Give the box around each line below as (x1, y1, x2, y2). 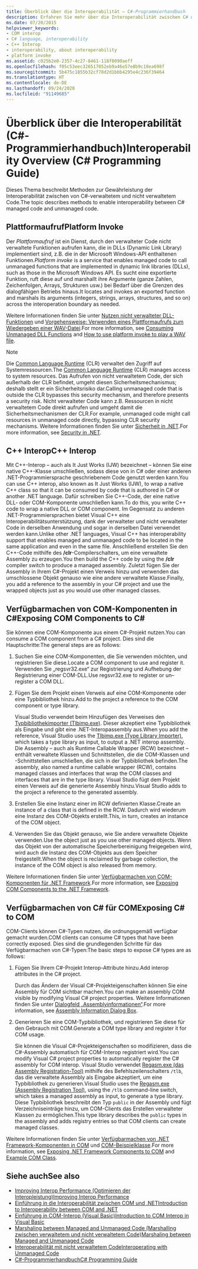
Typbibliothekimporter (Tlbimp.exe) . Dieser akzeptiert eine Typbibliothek (14, 719, 191, 727)
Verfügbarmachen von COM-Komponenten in (6, 604, 178, 614)
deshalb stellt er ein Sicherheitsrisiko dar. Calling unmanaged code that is (6, 385, 183, 392)
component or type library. (14, 702, 80, 709)
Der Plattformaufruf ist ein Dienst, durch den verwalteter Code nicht (6, 237, 171, 245)
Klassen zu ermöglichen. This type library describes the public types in (14, 1111, 187, 1118)
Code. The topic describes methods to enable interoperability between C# (6, 198, 185, 205)
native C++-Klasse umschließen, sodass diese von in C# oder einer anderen (6, 467, 192, 475)
